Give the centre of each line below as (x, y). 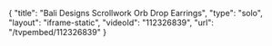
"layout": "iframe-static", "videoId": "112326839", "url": (111, 23)
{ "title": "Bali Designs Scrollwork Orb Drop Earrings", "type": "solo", (136, 13)
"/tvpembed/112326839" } (57, 32)
